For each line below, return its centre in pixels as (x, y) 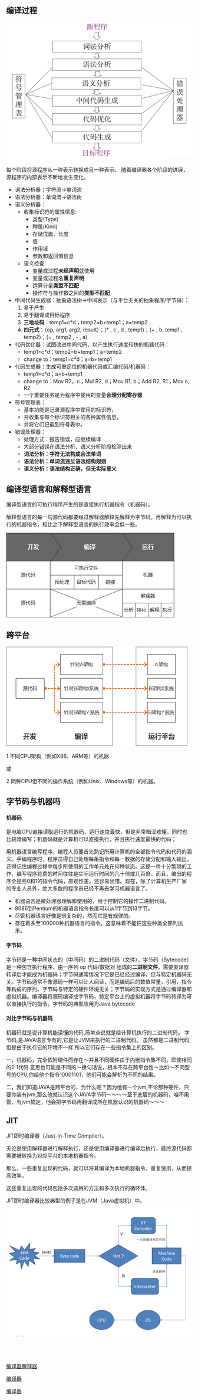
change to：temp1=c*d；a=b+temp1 (67, 359)
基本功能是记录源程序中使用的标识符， (70, 410)
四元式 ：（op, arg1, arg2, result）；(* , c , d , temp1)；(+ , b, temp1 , (103, 330)
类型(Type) (45, 219)
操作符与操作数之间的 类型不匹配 (71, 293)
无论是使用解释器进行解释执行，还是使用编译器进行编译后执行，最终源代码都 (99, 1148)
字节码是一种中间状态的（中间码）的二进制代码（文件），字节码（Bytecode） (99, 959)
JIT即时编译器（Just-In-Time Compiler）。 (57, 1136)
